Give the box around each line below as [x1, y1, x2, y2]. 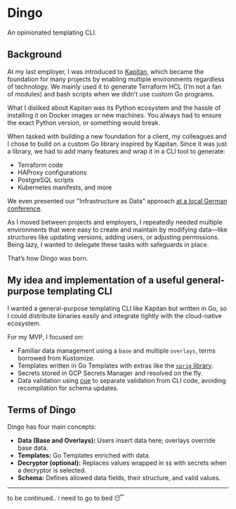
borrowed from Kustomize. [17, 353, 95, 362]
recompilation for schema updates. [17, 384, 119, 392]
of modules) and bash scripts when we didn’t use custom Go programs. [7, 89, 215, 98]
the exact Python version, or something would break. [7, 118, 160, 127]
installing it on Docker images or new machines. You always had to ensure [7, 111, 222, 119]
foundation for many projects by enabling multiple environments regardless [7, 75, 225, 83]
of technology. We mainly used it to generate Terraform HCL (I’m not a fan [7, 82, 222, 91]
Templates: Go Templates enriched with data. [17, 451, 151, 460]
